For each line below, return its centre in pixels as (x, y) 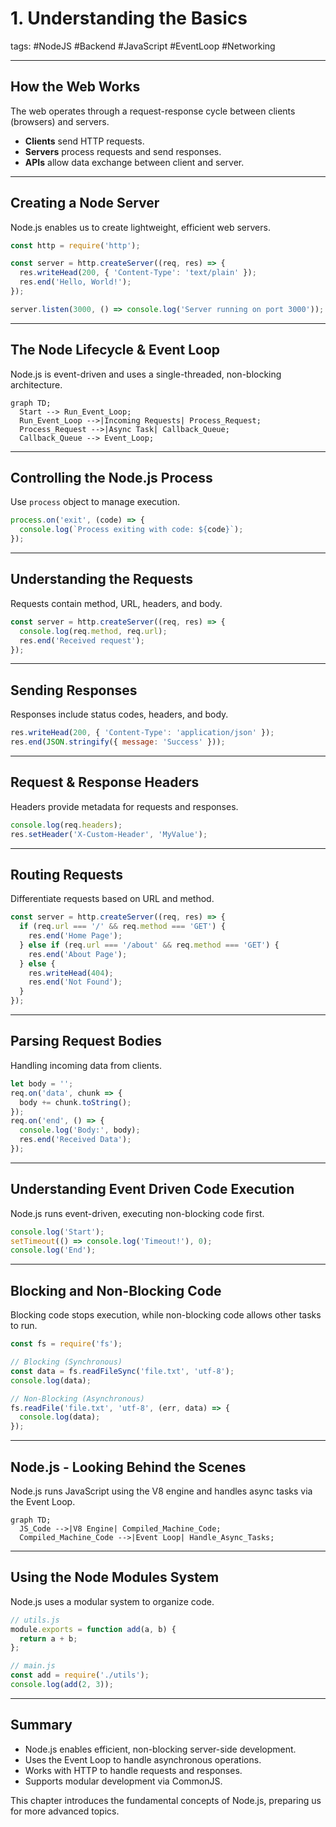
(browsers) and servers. (60, 121)
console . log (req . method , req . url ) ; (93, 631)
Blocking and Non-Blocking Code (116, 1290)
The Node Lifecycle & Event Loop (115, 350)
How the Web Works (75, 87)
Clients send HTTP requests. (84, 141)
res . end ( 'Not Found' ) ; (75, 982)
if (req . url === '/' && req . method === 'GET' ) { (122, 927)
